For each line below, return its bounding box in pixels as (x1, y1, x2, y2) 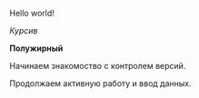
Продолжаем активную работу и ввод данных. (9, 78, 192, 89)
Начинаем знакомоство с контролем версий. (9, 61, 186, 71)
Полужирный (9, 43, 64, 54)
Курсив (9, 25, 38, 35)
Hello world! (9, 8, 55, 18)
